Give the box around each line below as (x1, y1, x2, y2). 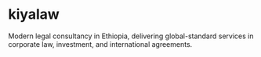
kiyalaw (8, 5, 60, 23)
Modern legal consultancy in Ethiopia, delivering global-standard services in (8, 31, 254, 41)
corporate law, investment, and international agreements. (8, 39, 193, 48)
